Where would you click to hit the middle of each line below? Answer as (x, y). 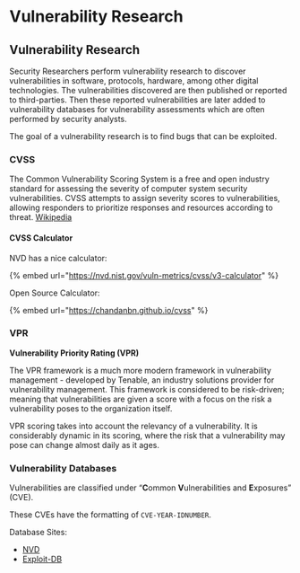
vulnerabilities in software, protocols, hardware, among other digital (134, 81)
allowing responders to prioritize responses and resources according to (141, 207)
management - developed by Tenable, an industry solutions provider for (142, 380)
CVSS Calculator (41, 238)
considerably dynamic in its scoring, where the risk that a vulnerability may (147, 435)
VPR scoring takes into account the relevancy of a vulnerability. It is (133, 426)
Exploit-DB (42, 560)
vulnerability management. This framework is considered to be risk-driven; (147, 389)
